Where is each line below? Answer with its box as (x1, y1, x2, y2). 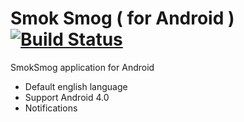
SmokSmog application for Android (10, 61, 155, 73)
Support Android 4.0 (24, 91, 110, 103)
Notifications (24, 102, 78, 114)
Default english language (24, 80, 128, 92)
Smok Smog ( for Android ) (10, 7, 235, 30)
